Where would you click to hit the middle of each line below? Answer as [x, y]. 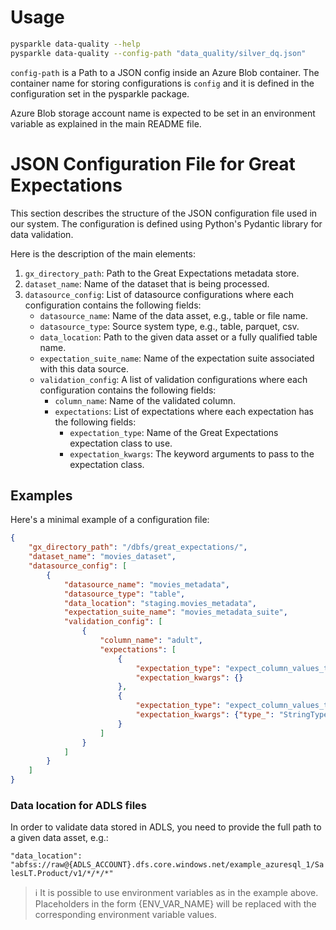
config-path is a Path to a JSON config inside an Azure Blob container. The [165, 72]
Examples [41, 496]
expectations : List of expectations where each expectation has [184, 411]
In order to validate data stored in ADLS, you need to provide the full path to [166, 827]
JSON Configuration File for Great [153, 163]
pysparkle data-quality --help [75, 44]
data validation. [42, 234]
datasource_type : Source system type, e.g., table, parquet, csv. [169, 326]
